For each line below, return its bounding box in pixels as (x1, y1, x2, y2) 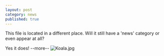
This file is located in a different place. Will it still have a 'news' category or (5, 30, 159, 36)
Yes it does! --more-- (5, 45, 49, 51)
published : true (5, 16, 39, 21)
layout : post (5, 7, 33, 12)
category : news (5, 12, 37, 17)
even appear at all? (5, 35, 45, 41)
